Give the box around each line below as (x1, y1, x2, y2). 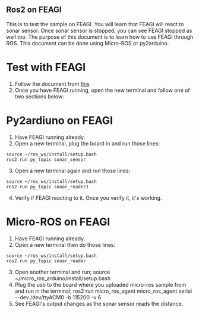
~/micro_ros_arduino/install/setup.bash (14, 274, 111, 282)
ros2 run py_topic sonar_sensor (6, 156, 86, 163)
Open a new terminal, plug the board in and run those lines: (14, 140, 160, 147)
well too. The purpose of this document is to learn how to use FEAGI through (6, 33, 194, 41)
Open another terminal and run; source (14, 268, 110, 275)
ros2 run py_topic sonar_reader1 (6, 184, 89, 190)
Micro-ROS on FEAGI (6, 215, 110, 228)
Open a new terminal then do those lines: (14, 241, 116, 248)
